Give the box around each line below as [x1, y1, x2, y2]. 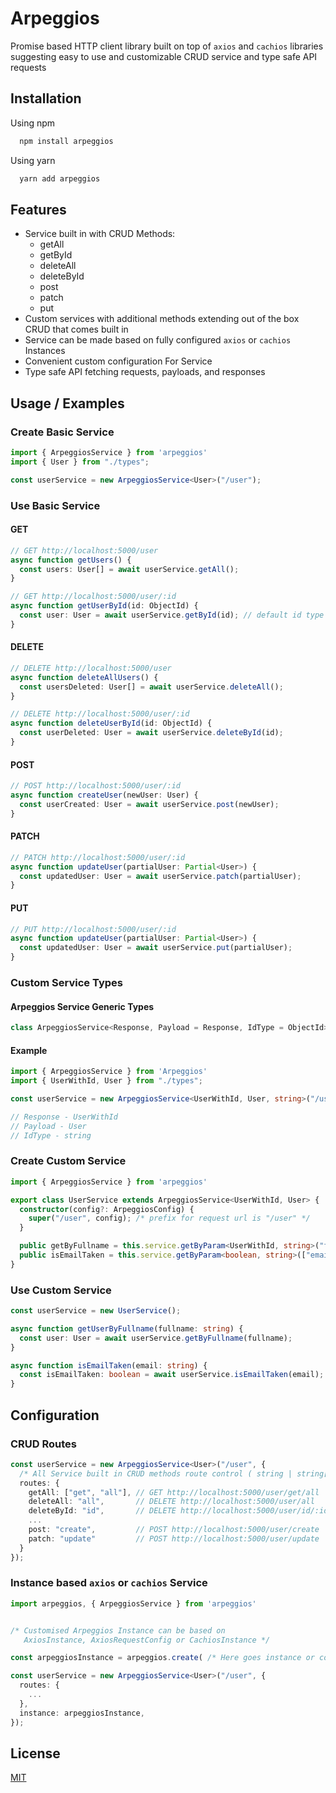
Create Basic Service [10, 425, 115, 439]
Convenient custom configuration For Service [24, 355, 213, 367]
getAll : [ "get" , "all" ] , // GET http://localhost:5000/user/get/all [28, 1487, 320, 1497]
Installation [10, 90, 82, 107]
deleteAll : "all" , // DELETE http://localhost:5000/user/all [28, 1497, 315, 1507]
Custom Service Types [10, 975, 123, 989]
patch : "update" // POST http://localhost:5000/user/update [28, 1533, 320, 1544]
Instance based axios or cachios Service [10, 1576, 208, 1590]
